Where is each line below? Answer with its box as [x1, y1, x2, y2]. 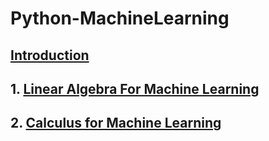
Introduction [10, 47, 90, 64]
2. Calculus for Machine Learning [10, 115, 222, 132]
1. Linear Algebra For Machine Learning [10, 80, 260, 97]
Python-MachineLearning [10, 7, 230, 30]
